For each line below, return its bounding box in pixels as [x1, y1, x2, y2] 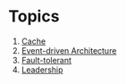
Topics [8, 6, 60, 27]
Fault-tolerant [21, 55, 72, 65]
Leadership [21, 64, 63, 75]
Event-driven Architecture [21, 45, 117, 55]
